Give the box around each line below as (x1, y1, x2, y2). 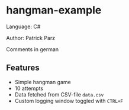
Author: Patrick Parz (6, 34, 56, 41)
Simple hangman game (14, 78, 71, 85)
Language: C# (6, 23, 41, 30)
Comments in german (6, 45, 59, 53)
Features (6, 63, 40, 73)
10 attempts (14, 85, 43, 92)
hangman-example (6, 4, 102, 17)
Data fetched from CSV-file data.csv (14, 91, 104, 98)
